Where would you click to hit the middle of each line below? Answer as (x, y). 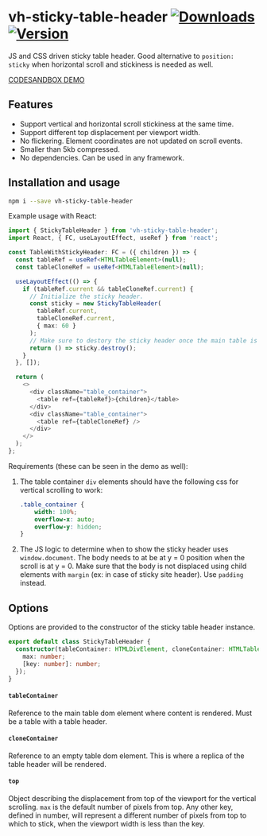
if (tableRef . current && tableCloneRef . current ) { (108, 289)
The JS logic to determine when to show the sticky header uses (124, 549)
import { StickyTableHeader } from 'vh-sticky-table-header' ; (113, 230)
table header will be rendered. (58, 764)
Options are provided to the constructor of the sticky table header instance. (132, 627)
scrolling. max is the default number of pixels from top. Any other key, (121, 807)
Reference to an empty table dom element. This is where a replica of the (126, 756)
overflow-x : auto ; (65, 519)
